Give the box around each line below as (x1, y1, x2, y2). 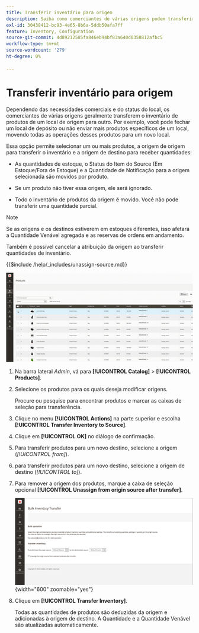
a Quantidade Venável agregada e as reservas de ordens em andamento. (6, 232, 185, 239)
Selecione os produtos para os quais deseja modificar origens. (14, 385, 168, 393)
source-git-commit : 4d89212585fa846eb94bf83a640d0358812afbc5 (6, 34, 163, 41)
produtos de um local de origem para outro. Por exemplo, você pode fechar (6, 118, 191, 125)
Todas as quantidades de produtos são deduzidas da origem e (14, 609, 168, 616)
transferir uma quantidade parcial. (14, 202, 98, 209)
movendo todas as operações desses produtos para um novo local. (6, 131, 171, 138)
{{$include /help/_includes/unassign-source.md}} (6, 261, 127, 268)
